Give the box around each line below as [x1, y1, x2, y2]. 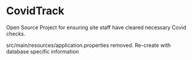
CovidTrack [6, 4, 65, 18]
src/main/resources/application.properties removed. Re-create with [6, 42, 171, 49]
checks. [6, 30, 25, 37]
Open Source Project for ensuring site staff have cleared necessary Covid [6, 24, 187, 31]
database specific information [6, 48, 79, 55]
